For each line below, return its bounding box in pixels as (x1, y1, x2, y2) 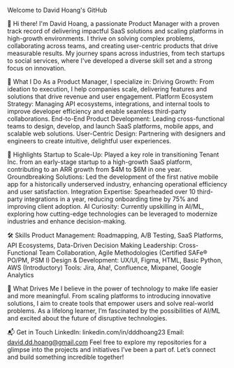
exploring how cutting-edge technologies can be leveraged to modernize (7, 209, 218, 218)
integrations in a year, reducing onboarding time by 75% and (24, 195, 198, 203)
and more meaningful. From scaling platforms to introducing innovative (7, 292, 211, 300)
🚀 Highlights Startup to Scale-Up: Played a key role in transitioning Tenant (7, 150, 219, 159)
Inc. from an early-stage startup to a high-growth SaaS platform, (7, 158, 193, 166)
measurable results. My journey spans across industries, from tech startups (7, 49, 225, 57)
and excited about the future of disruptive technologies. (7, 314, 168, 322)
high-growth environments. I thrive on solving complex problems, (7, 34, 196, 43)
